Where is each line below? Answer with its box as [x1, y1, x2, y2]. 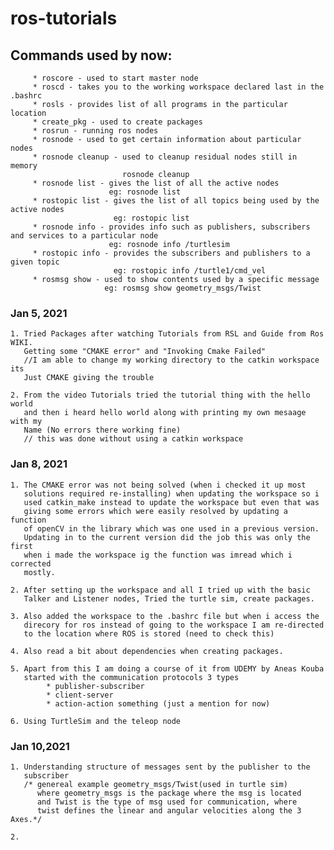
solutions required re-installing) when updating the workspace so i [23, 488, 320, 499]
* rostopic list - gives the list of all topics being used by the [32, 196, 320, 206]
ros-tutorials [10, 7, 118, 30]
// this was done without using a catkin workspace [23, 434, 244, 444]
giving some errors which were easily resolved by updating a [23, 506, 288, 516]
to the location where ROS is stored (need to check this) [23, 628, 275, 639]
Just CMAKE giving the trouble [23, 373, 155, 383]
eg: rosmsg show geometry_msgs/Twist [104, 283, 262, 293]
